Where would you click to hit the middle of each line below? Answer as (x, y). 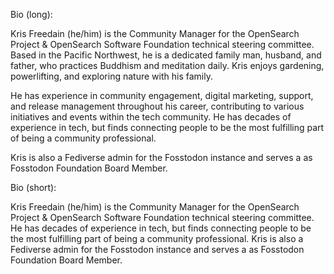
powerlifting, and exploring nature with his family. (111, 76)
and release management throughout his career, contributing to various (157, 106)
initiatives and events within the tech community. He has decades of (151, 117)
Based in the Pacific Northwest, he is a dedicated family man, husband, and (166, 55)
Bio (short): (33, 187)
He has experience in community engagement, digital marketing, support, (162, 95)
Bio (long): (31, 14)
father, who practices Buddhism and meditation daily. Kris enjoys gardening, (167, 65)
